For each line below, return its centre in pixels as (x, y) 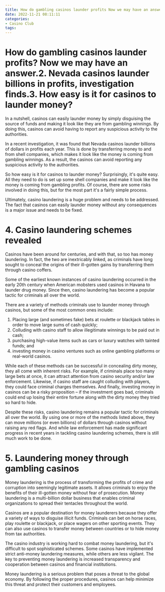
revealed (23, 240)
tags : (11, 28)
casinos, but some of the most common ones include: (59, 310)
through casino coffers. (29, 270)
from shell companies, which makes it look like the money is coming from (79, 154)
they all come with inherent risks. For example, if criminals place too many (80, 371)
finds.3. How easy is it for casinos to (81, 94)
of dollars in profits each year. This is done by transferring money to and (78, 149)
